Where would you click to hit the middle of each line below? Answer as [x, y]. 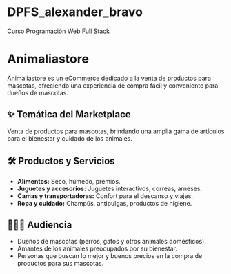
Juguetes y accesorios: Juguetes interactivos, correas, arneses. [109, 188]
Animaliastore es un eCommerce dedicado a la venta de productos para [109, 78]
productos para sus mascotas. [60, 264]
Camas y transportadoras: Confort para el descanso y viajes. [105, 196]
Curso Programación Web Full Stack [59, 31]
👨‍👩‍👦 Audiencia [40, 225]
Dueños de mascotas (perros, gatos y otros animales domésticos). [112, 242]
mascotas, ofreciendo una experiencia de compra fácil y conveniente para [113, 85]
